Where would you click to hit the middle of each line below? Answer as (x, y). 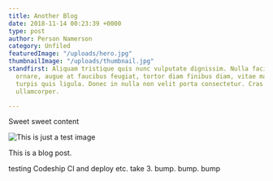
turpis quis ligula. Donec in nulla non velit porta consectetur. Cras (140, 84)
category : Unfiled (39, 46)
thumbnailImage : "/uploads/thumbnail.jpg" (81, 62)
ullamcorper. (38, 91)
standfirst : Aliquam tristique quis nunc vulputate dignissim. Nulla (129, 69)
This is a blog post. (40, 153)
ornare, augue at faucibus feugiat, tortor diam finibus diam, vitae (136, 76)
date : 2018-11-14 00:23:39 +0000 (65, 24)
